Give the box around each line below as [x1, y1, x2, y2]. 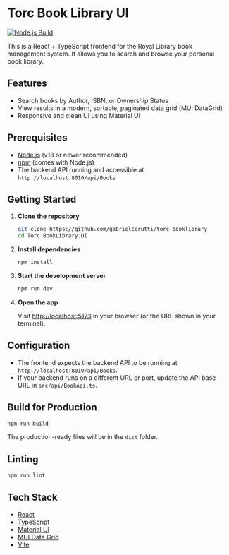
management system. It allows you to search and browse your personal [7, 49, 215, 58]
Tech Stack [7, 491, 58, 503]
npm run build [7, 420, 49, 427]
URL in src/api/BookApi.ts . [17, 381, 97, 389]
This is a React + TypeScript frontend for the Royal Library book [7, 42, 192, 50]
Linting [7, 453, 39, 465]
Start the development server [17, 272, 106, 280]
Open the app [17, 298, 58, 306]
